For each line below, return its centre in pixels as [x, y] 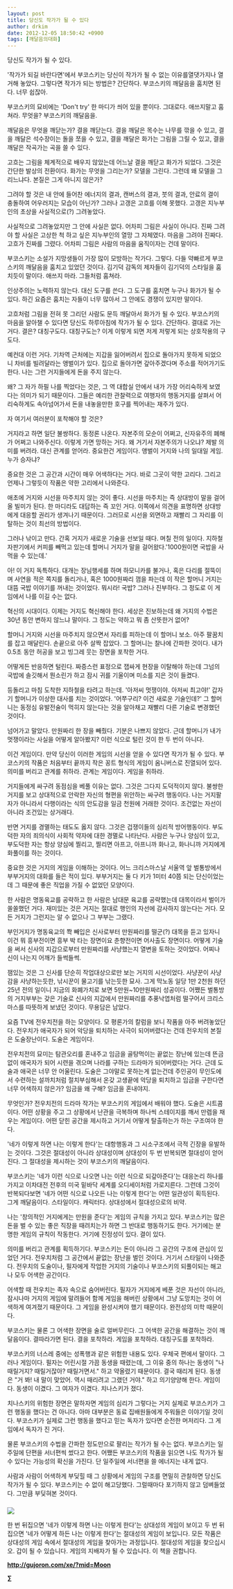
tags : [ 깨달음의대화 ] [34, 40]
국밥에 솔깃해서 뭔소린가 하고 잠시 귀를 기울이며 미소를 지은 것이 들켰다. [103, 675]
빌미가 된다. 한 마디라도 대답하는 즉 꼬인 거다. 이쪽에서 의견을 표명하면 [109, 506]
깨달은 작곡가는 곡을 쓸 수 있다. [49, 148]
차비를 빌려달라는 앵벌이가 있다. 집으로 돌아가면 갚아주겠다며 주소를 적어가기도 [120, 363]
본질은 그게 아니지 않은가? [68, 180]
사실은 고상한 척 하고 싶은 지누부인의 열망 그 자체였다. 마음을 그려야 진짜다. [122, 235]
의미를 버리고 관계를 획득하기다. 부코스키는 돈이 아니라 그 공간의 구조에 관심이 [112, 1249]
